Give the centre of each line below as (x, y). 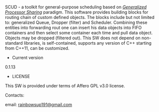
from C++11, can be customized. (37, 48)
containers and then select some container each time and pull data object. (79, 33)
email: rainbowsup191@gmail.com (39, 104)
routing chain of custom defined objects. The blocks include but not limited (80, 17)
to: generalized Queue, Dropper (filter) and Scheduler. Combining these (76, 22)
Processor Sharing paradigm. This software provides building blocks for (77, 12)
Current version (28, 57)
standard (14, 43)
